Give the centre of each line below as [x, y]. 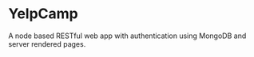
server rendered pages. [47, 44]
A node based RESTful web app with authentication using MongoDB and [127, 36]
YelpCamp [43, 14]
